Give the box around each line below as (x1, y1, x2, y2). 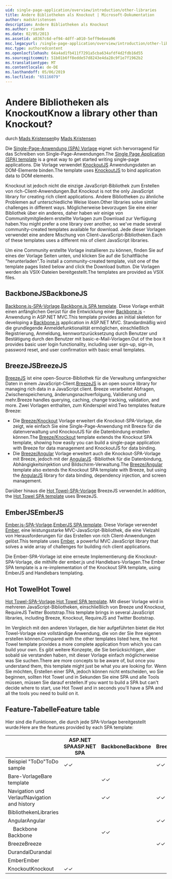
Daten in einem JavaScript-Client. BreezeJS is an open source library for (5, 381, 157, 387)
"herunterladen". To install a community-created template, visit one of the (5, 258, 159, 264)
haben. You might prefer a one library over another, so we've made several (5, 220, 162, 227)
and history (8, 800, 35, 807)
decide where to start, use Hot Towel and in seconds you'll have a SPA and (5, 685, 163, 691)
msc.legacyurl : (5, 41, 38, 46)
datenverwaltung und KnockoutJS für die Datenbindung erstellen (12, 428, 150, 435)
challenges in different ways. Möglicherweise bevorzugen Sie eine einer (5, 204, 157, 211)
